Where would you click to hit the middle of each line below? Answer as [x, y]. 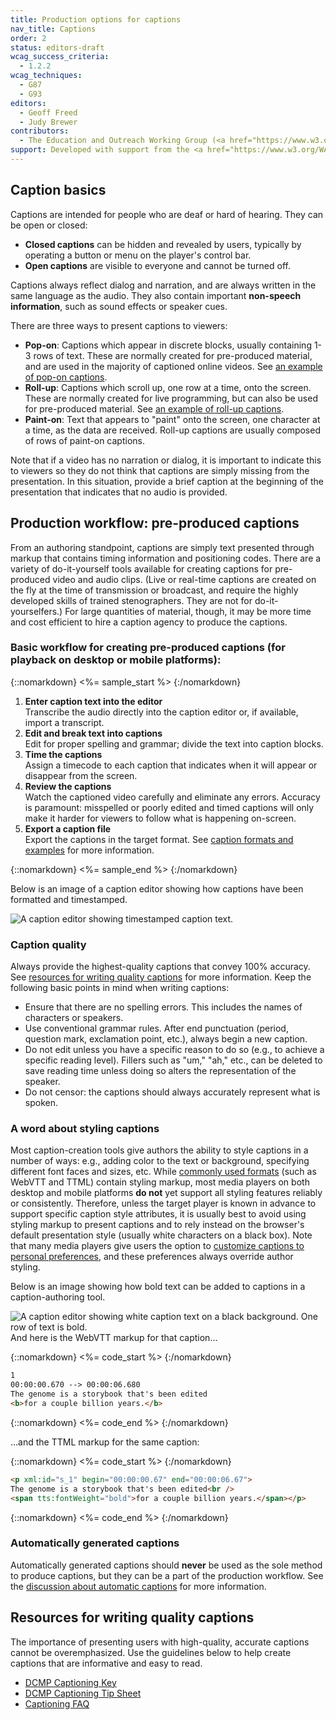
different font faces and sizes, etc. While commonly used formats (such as [163, 1172]
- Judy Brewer [48, 122]
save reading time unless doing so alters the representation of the [160, 1071]
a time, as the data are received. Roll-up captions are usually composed [172, 430]
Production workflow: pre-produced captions [155, 523]
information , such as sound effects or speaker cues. [119, 306]
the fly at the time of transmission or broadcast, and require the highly [154, 590]
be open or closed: [49, 225]
